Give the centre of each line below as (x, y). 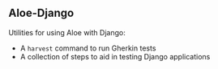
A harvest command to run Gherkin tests (88, 48)
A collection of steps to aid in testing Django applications (115, 56)
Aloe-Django (41, 13)
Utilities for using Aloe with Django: (67, 32)
